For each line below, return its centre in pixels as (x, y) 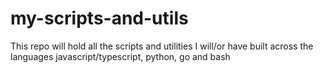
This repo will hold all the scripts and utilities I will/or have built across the (162, 46)
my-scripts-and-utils (99, 18)
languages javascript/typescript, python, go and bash (120, 56)
